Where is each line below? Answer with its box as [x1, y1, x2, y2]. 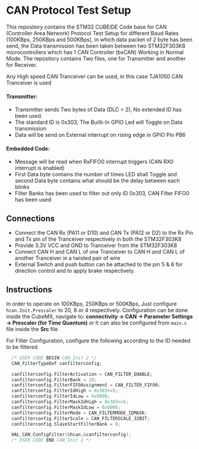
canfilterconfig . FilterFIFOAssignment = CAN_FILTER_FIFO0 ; [11, 382, 161, 388]
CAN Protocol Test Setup [6, 4, 131, 17]
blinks [14, 183, 30, 191]
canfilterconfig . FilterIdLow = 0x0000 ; [11, 394, 110, 400]
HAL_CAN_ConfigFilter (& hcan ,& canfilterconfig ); [11, 432, 132, 438]
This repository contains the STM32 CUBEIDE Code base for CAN [6, 23, 168, 30]
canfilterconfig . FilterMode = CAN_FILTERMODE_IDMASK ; [11, 410, 147, 416]
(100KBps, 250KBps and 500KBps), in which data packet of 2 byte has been [6, 36, 193, 43]
